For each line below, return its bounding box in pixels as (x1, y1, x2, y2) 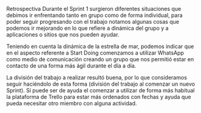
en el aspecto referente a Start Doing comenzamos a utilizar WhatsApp (6, 49, 184, 56)
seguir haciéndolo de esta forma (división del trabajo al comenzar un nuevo (6, 80, 196, 87)
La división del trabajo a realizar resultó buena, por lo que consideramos (6, 74, 187, 81)
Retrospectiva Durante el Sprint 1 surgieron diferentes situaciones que (6, 5, 182, 12)
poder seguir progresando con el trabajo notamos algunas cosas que (6, 18, 179, 25)
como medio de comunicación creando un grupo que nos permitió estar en (6, 56, 194, 63)
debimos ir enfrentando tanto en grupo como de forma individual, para (6, 12, 183, 19)
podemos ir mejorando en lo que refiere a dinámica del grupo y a (6, 24, 169, 32)
